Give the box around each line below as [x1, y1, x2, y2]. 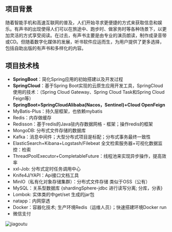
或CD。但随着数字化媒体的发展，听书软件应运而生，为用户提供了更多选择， [5, 38, 165, 45]
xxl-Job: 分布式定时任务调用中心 [12, 165, 81, 172]
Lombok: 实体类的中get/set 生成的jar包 [12, 191, 95, 197]
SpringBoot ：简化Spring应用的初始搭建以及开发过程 [12, 76, 123, 82]
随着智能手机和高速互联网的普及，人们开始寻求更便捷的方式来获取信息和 [5, 19, 158, 26]
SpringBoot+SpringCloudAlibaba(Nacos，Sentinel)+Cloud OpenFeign [12, 101, 165, 108]
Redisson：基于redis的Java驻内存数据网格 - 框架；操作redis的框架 [12, 121, 153, 127]
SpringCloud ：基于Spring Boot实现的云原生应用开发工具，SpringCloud [12, 82, 163, 89]
